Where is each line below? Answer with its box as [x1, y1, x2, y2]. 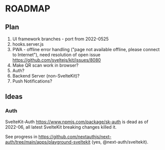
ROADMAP [5, 3, 51, 14]
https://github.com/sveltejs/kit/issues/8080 [12, 57, 101, 63]
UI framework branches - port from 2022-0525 [12, 36, 109, 42]
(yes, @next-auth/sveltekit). [91, 139, 149, 145]
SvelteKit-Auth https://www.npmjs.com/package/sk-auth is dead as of [5, 119, 149, 125]
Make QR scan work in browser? [12, 63, 79, 68]
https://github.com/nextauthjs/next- [38, 134, 111, 140]
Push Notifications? [12, 78, 53, 84]
